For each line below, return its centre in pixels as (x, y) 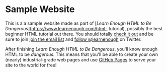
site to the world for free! (31, 65)
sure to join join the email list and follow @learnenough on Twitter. (73, 39)
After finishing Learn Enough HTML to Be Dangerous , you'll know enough (81, 49)
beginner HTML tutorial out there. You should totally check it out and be (79, 34)
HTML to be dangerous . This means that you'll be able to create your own (82, 54)
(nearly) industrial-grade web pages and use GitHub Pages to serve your (81, 59)
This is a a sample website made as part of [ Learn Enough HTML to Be (78, 23)
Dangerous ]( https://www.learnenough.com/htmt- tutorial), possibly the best (84, 28)
